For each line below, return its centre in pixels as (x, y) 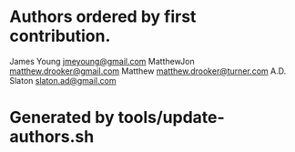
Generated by (62, 118)
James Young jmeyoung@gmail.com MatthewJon (102, 61)
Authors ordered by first (103, 17)
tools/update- (171, 118)
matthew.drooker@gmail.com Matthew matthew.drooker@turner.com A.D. (148, 71)
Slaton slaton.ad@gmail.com (63, 80)
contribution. (60, 36)
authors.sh (52, 137)
